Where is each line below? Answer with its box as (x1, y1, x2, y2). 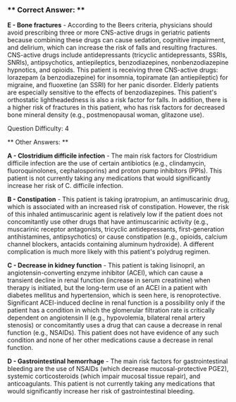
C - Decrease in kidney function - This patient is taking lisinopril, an (7, 261, 206, 270)
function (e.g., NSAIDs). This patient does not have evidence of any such (7, 329, 219, 337)
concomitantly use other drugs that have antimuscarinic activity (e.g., (7, 218, 209, 226)
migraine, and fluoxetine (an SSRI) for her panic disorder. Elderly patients (7, 81, 219, 89)
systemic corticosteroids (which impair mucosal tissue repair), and (7, 372, 201, 381)
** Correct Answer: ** (7, 5, 85, 15)
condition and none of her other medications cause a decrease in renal (7, 336, 213, 344)
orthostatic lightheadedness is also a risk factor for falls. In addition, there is (7, 96, 228, 104)
